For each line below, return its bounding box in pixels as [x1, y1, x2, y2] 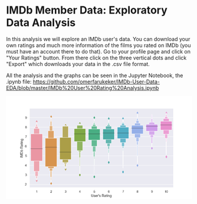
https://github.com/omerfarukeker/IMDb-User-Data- [32, 78, 160, 85]
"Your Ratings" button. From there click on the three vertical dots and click [6, 54, 187, 61]
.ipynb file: [6, 78, 32, 85]
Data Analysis [6, 16, 76, 29]
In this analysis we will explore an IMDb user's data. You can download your [6, 35, 191, 42]
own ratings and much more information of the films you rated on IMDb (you [6, 42, 191, 49]
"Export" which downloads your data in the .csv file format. [6, 60, 150, 68]
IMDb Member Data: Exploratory [6, 4, 168, 17]
